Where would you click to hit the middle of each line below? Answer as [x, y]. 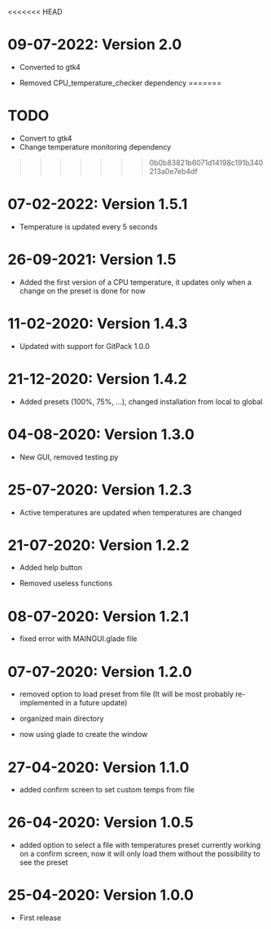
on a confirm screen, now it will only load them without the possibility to [140, 854]
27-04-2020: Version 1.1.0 [98, 767]
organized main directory [61, 718]
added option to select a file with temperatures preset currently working [140, 845]
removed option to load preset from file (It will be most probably [126, 694]
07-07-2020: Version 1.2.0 [100, 672]
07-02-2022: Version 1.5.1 [98, 205]
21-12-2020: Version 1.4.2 [98, 379]
